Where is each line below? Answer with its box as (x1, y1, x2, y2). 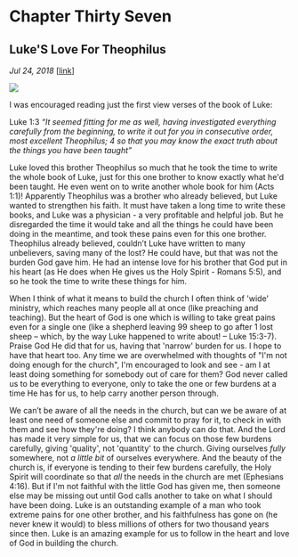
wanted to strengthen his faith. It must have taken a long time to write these (9, 201, 286, 210)
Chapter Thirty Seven (9, 6, 172, 27)
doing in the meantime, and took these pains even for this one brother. (9, 229, 267, 239)
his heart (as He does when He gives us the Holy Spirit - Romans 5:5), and (9, 266, 282, 277)
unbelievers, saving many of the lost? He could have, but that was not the (9, 248, 278, 258)
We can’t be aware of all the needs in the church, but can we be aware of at (9, 405, 287, 415)
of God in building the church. (9, 537, 118, 548)
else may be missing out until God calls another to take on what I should (9, 490, 273, 501)
